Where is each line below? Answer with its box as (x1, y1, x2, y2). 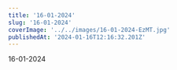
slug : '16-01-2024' (8, 19, 72, 26)
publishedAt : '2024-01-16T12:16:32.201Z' (8, 33, 146, 41)
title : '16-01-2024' (8, 11, 76, 19)
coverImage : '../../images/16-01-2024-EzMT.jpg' (8, 26, 171, 33)
